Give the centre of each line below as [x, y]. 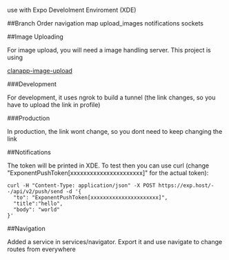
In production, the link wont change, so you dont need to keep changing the [115, 131]
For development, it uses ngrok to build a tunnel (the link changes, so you [111, 97]
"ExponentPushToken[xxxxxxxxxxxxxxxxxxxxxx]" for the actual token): [108, 173]
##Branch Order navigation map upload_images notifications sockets [106, 23]
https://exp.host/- [186, 186]
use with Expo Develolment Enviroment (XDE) [72, 10]
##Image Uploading [35, 37]
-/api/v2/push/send [35, 192]
